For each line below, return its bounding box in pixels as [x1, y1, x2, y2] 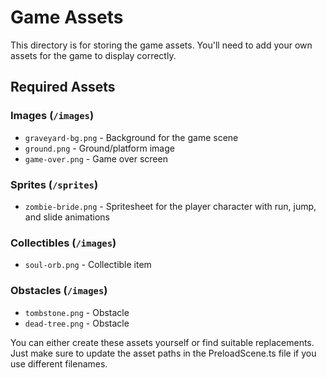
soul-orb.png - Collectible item [24, 259, 152, 271]
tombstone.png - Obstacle [24, 306, 130, 318]
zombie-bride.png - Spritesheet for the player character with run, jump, [24, 200, 317, 212]
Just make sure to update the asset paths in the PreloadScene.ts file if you [10, 347, 317, 359]
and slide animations [24, 211, 110, 223]
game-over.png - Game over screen [24, 152, 168, 165]
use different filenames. [10, 357, 108, 370]
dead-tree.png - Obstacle [24, 317, 130, 329]
